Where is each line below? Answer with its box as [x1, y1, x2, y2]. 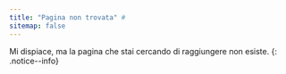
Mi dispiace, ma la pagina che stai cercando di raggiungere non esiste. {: [9, 45, 277, 56]
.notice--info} [9, 55, 60, 66]
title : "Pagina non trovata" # [9, 12, 126, 22]
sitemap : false [9, 21, 66, 30]
